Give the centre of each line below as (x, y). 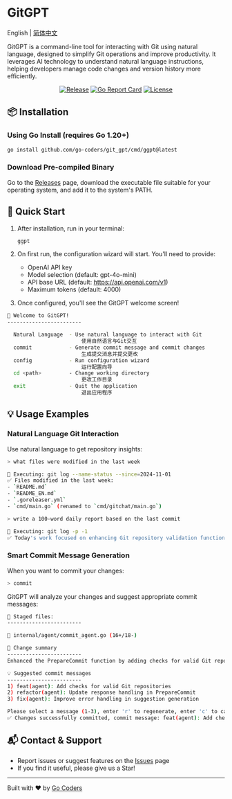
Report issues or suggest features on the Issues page (93, 760)
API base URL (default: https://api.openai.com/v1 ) (98, 282)
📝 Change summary (32, 648)
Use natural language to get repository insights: (75, 449)
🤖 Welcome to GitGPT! (38, 316)
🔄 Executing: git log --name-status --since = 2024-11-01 (89, 474)
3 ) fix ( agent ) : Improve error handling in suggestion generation (103, 699)
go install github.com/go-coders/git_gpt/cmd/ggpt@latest (92, 150)
